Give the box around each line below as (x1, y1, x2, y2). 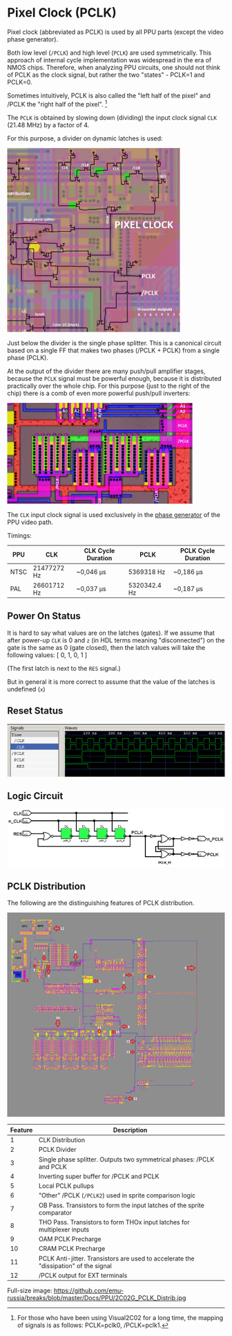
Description (113, 1126, 148, 1134)
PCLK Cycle (180, 547, 215, 555)
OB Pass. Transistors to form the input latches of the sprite (38, 1201, 205, 1209)
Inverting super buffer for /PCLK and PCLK (38, 1172, 159, 1180)
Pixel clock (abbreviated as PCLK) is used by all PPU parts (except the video (7, 28, 224, 36)
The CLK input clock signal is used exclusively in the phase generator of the (7, 510, 221, 518)
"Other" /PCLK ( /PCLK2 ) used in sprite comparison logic (38, 1191, 196, 1200)
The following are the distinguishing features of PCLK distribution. (7, 899, 195, 908)
